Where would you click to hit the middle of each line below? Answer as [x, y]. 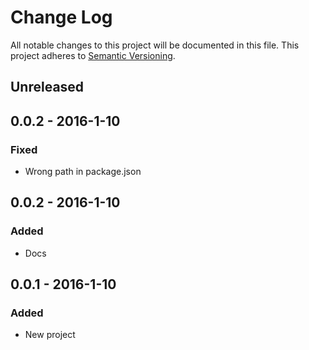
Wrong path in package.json [83, 172]
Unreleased [47, 87]
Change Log [61, 17]
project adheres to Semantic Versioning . [93, 55]
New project [50, 335]
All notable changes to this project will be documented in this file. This [155, 45]
